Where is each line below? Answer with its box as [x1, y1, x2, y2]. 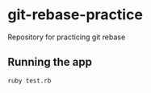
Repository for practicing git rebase [7, 32, 126, 42]
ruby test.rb [7, 76, 52, 85]
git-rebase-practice [7, 6, 143, 24]
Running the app [7, 55, 92, 69]
